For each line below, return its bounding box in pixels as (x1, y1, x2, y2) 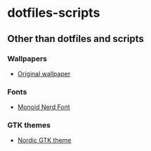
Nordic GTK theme (17, 136, 72, 145)
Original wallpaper (17, 69, 71, 78)
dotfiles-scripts (7, 5, 100, 21)
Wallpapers (7, 54, 48, 64)
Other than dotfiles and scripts (7, 33, 144, 45)
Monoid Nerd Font (17, 103, 70, 111)
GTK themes (7, 120, 51, 130)
